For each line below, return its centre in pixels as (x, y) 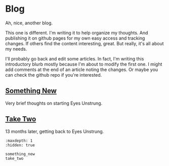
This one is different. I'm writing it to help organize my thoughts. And (77, 32)
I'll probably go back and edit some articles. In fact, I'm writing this (75, 58)
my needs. (16, 49)
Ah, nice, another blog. (29, 23)
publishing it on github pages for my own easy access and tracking (75, 38)
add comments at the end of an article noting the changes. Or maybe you (82, 70)
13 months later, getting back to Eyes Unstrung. (55, 131)
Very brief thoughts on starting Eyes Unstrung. (54, 103)
